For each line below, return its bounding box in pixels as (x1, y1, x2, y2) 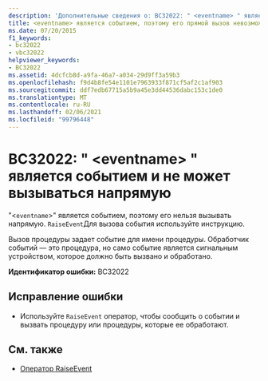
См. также (8, 343, 64, 356)
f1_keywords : (8, 34, 52, 42)
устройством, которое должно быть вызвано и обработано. (8, 251, 213, 260)
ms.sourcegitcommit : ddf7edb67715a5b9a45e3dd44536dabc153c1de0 (8, 85, 223, 94)
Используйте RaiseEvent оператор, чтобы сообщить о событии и (19, 311, 240, 320)
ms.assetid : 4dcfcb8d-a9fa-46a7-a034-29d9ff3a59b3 (8, 71, 180, 79)
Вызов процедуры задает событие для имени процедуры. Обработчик (8, 234, 250, 244)
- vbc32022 (8, 49, 45, 57)
